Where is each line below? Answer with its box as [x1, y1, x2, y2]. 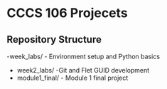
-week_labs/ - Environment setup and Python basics [6, 52, 161, 61]
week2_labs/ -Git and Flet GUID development [16, 66, 150, 74]
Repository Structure [6, 33, 102, 46]
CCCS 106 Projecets [6, 5, 129, 21]
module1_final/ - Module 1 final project [16, 73, 129, 82]
